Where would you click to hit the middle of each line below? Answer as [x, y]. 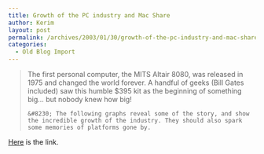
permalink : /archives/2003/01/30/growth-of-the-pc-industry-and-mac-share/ [135, 37]
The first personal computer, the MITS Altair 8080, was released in [135, 74]
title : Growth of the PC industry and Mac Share [89, 15]
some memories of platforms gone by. [89, 127]
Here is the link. [33, 142]
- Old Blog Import [46, 52]
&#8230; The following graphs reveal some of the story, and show [138, 114]
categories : [27, 45]
